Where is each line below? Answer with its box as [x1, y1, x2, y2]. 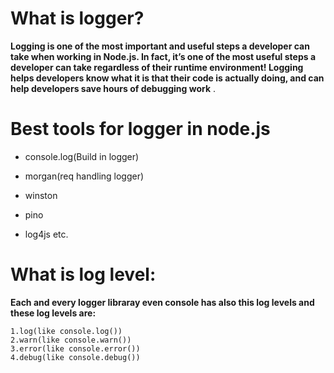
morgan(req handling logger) [24, 170, 145, 182]
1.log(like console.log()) [10, 326, 123, 336]
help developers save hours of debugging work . [10, 82, 217, 94]
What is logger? [10, 7, 145, 30]
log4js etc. [24, 228, 69, 240]
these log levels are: [10, 307, 97, 319]
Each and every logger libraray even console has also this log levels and [10, 296, 315, 308]
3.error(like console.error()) [10, 343, 141, 354]
